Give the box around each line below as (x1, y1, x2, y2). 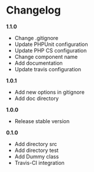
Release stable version (14, 117, 70, 124)
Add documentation (14, 59, 63, 67)
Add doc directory (14, 95, 59, 102)
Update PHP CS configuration (14, 47, 87, 54)
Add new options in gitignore (14, 88, 85, 95)
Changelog (6, 4, 61, 17)
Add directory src (14, 140, 58, 147)
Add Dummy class (14, 153, 59, 160)
